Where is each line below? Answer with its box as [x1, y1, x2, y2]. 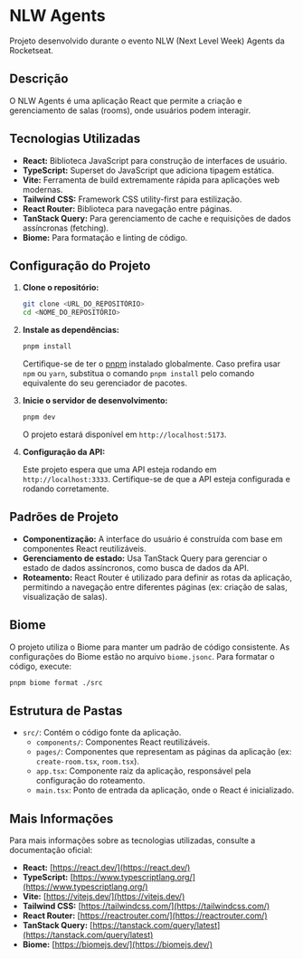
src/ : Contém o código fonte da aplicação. [22, 727, 182, 738]
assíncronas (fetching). [22, 223, 109, 233]
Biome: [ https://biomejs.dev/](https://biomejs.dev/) [22, 939, 213, 950]
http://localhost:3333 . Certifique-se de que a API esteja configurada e [22, 473, 291, 484]
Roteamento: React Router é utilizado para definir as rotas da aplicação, [22, 572, 292, 583]
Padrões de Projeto [9, 509, 119, 525]
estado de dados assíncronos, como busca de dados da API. [22, 562, 250, 573]
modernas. [22, 184, 63, 195]
